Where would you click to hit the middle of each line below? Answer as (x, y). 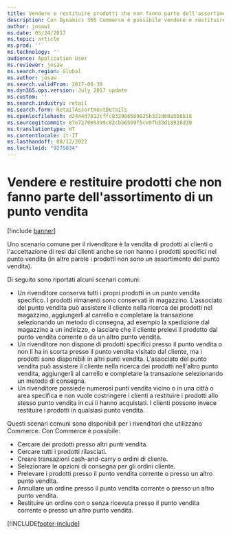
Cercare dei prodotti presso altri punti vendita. (82, 444)
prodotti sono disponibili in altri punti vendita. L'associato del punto (112, 359)
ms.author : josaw (32, 78)
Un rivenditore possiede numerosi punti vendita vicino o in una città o (115, 388)
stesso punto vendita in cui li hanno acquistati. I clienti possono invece (117, 403)
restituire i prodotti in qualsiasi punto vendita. (81, 410)
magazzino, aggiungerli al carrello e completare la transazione (105, 315)
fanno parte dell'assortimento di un (110, 197)
